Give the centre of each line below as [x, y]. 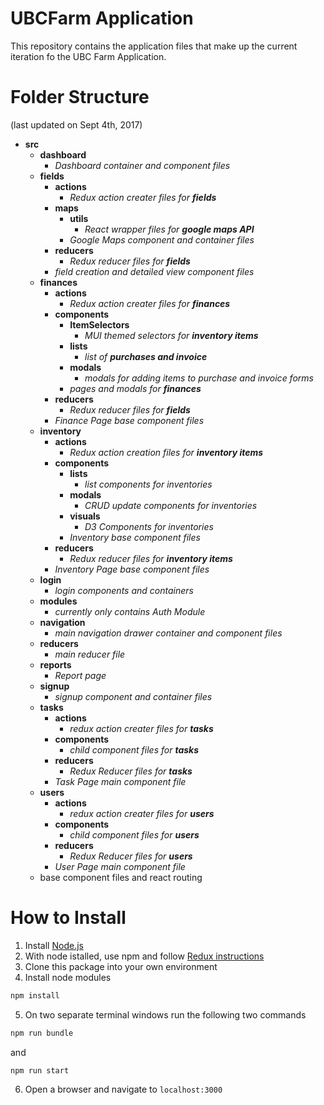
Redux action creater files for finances [150, 303]
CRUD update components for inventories [171, 505]
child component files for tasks [134, 749]
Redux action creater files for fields [143, 197]
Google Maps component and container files [162, 239]
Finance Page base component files [129, 420]
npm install [35, 995]
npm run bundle [42, 1033]
